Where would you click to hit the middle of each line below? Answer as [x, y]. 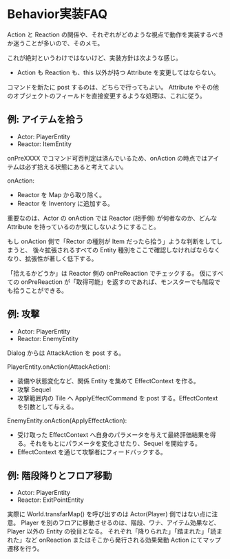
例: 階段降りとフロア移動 [60, 475]
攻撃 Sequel [34, 389]
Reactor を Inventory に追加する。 [65, 203]
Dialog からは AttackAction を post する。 [66, 353]
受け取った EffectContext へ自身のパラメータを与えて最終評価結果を [113, 434]
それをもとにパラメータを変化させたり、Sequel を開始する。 [115, 443]
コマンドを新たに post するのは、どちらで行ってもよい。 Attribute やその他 [113, 87]
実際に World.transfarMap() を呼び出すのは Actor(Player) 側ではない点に [109, 514]
